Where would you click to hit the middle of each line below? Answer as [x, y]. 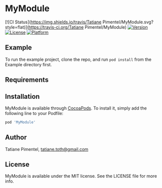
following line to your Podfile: [34, 113]
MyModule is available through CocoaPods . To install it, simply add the [76, 108]
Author [16, 138]
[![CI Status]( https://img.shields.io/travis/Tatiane [53, 22]
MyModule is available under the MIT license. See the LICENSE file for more [81, 176]
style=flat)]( [17, 27]
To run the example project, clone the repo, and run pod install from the [78, 59]
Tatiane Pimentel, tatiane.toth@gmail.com [47, 149]
